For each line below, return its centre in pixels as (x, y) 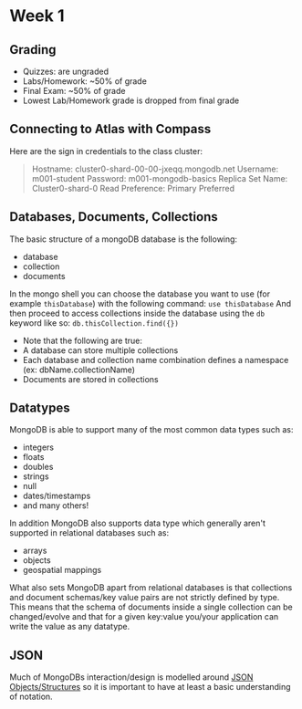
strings (36, 476)
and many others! (56, 506)
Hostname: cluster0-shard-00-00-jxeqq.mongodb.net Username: (155, 169)
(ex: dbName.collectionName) (78, 370)
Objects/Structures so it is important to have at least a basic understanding (150, 687)
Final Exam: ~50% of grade (74, 91)
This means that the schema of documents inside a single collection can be (151, 607)
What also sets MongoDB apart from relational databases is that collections (151, 588)
